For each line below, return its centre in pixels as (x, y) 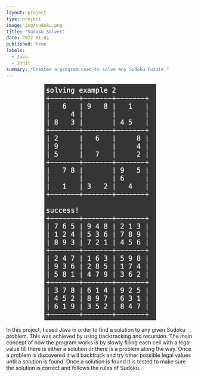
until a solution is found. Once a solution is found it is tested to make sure (96, 361)
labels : (16, 51)
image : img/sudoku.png (34, 25)
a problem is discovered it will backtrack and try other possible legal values (99, 355)
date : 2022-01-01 (28, 38)
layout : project (26, 13)
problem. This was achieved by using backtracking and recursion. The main (99, 336)
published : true (26, 44)
